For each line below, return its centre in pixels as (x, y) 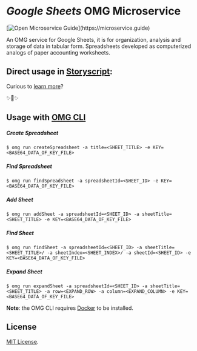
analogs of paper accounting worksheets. (58, 52)
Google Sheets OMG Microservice (94, 11)
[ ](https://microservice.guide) (78, 28)
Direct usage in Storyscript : (59, 72)
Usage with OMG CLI (46, 117)
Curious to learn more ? (35, 86)
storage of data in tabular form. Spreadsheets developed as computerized (99, 46)
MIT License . (22, 341)
